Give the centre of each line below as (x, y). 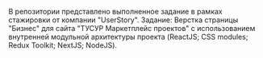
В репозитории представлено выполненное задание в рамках (116, 12)
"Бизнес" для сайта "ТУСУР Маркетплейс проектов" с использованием (132, 28)
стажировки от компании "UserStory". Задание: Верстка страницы (123, 20)
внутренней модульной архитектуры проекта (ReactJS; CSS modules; (128, 37)
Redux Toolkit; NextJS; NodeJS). (63, 45)
